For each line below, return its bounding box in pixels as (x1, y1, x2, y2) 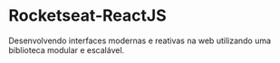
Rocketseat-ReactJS (8, 5, 167, 26)
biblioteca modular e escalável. (8, 44, 125, 55)
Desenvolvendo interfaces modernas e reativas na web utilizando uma (8, 35, 272, 46)
